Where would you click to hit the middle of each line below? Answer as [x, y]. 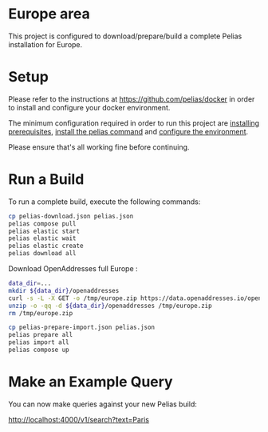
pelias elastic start [44, 231]
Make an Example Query [91, 382]
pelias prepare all [41, 335]
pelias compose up [39, 350]
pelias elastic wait [43, 238]
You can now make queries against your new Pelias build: [103, 404]
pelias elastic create [46, 246]
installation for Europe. [45, 44]
